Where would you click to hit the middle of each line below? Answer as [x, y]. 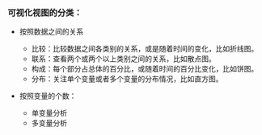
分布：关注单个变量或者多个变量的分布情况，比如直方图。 [127, 79]
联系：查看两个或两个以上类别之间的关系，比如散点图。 [123, 59]
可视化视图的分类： [45, 12]
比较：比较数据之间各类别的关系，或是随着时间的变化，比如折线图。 [145, 49]
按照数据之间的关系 [51, 32]
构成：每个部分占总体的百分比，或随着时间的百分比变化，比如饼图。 [145, 69]
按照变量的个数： [48, 96]
